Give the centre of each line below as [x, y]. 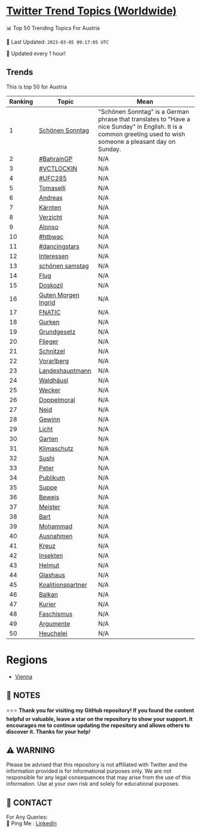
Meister [49, 507]
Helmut [49, 565]
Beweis [49, 497]
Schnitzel [52, 351]
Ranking [21, 101]
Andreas [51, 198]
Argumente [54, 623]
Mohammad [56, 526]
